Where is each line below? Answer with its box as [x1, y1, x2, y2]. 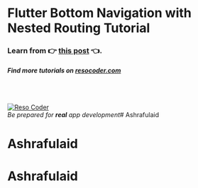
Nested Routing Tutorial [7, 20, 150, 36]
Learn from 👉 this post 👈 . [7, 46, 103, 56]
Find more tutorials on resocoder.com [7, 66, 121, 74]
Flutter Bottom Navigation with [7, 5, 192, 21]
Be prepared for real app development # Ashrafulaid [7, 111, 160, 119]
